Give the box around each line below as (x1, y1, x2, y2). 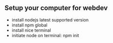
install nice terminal (11, 27, 51, 33)
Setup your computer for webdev (4, 4, 108, 12)
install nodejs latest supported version (11, 17, 89, 22)
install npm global (11, 22, 47, 28)
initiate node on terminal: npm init (11, 32, 79, 38)
